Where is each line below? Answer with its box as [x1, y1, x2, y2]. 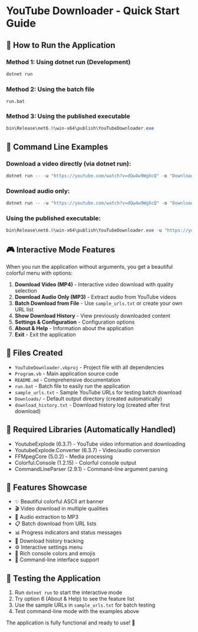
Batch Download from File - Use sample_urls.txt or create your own [14, 299, 183, 307]
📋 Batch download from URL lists [14, 520, 97, 527]
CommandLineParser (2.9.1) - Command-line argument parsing [14, 465, 168, 472]
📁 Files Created [6, 348, 63, 358]
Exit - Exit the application [14, 331, 77, 338]
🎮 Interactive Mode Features [6, 245, 115, 255]
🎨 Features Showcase [6, 482, 87, 492]
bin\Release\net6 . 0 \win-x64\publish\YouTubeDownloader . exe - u [6, 228, 162, 233]
